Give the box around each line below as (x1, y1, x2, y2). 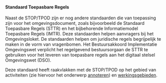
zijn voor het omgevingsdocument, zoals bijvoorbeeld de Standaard (5, 20, 145, 26)
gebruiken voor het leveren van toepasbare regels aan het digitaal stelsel (5, 52, 155, 58)
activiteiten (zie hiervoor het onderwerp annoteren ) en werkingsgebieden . (5, 72, 157, 78)
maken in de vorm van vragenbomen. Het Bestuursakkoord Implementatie (5, 41, 157, 47)
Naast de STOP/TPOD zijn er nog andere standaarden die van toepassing (5, 15, 156, 21)
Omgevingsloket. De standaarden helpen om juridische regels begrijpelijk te (5, 36, 161, 42)
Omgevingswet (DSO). (5, 57, 51, 63)
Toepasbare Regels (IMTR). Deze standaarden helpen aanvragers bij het (5, 31, 154, 37)
